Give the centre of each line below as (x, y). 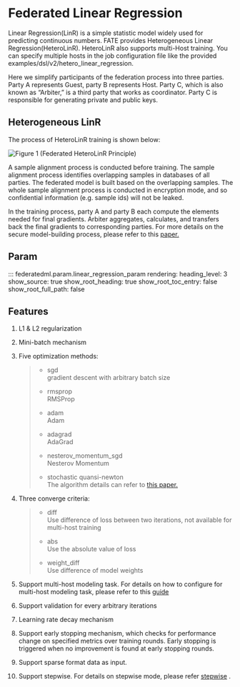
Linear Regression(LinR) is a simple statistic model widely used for (106, 33)
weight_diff (63, 563)
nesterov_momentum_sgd (85, 456)
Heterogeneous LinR (55, 122)
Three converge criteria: (54, 498)
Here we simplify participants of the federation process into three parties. (116, 77)
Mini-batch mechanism (52, 342)
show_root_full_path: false (46, 289)
